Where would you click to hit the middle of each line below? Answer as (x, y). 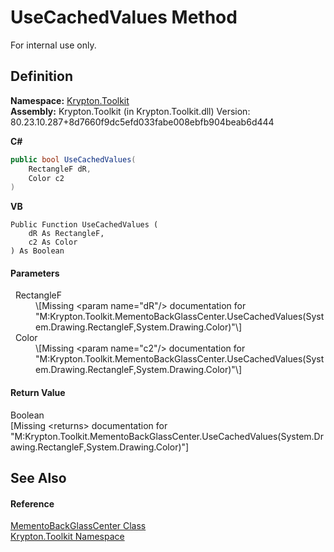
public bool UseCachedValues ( (73, 159)
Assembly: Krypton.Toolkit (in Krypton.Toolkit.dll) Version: (130, 111)
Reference (32, 503)
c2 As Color (53, 242)
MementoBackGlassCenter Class (78, 526)
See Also (38, 478)
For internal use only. (53, 45)
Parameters (35, 273)
